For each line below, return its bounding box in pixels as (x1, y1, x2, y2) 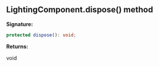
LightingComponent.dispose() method (6, 5, 154, 15)
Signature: (6, 20, 33, 27)
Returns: (6, 43, 29, 50)
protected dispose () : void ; (6, 32, 77, 38)
